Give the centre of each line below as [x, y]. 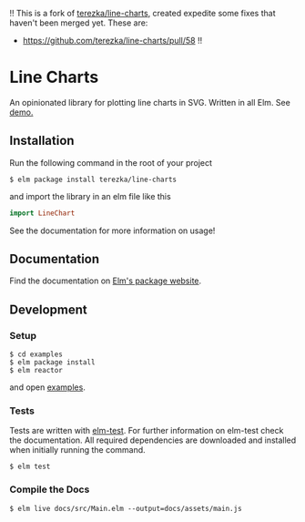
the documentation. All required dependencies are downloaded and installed [153, 440]
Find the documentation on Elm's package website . [106, 281]
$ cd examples [36, 354]
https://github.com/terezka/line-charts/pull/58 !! [112, 41]
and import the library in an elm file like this [90, 196]
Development [49, 309]
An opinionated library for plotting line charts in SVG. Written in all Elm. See [150, 102]
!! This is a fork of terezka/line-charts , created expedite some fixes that [142, 13]
